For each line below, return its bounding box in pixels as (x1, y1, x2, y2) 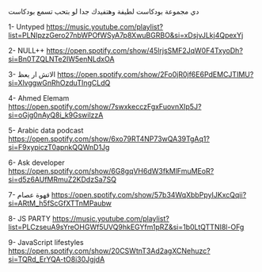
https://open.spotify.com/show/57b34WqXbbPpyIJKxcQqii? (51, 190, 247, 199)
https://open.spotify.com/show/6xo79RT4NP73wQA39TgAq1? (8, 134, 210, 144)
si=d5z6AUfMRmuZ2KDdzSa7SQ (8, 174, 117, 184)
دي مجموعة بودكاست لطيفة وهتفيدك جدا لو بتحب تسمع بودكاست (8, 7, 199, 16)
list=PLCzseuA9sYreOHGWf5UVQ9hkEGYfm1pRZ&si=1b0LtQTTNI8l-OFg (8, 222, 245, 232)
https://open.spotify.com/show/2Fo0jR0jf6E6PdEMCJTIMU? (57, 70, 254, 79)
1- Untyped (8, 22, 45, 31)
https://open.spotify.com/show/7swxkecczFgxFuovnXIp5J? (8, 102, 202, 111)
